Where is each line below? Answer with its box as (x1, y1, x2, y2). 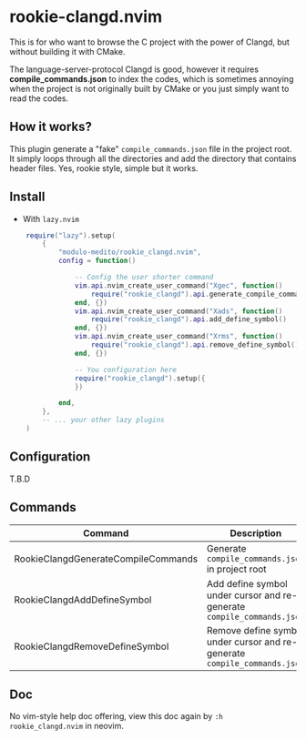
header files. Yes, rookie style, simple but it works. (9, 162, 199, 174)
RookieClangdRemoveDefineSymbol (14, 640, 169, 653)
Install (9, 189, 46, 205)
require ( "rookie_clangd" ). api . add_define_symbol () (90, 315, 287, 324)
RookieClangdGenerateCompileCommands (14, 552, 199, 565)
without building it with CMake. (9, 46, 126, 56)
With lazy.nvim (22, 213, 80, 224)
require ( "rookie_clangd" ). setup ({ (74, 373, 206, 383)
